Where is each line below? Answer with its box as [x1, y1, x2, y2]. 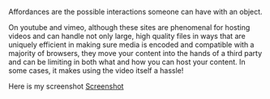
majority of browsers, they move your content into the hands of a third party [8, 49, 263, 58]
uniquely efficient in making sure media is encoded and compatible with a [8, 40, 255, 49]
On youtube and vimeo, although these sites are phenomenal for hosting [8, 23, 251, 32]
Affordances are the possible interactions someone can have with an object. [8, 7, 263, 16]
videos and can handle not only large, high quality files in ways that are [8, 32, 246, 41]
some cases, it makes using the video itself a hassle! [8, 66, 184, 75]
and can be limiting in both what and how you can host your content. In [8, 57, 246, 67]
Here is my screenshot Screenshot [8, 81, 124, 91]
